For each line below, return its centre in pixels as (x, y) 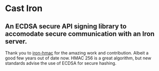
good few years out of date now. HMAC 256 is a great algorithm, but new (78, 58)
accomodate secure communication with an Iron (80, 34)
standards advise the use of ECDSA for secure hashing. (61, 63)
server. (16, 41)
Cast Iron (24, 8)
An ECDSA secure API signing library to (66, 26)
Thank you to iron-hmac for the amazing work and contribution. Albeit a (77, 53)
